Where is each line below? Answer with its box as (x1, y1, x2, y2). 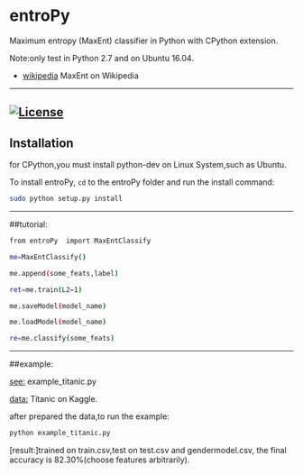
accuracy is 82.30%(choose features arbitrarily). (9, 454, 190, 465)
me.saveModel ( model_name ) (9, 301, 106, 311)
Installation (9, 135, 74, 150)
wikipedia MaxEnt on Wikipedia (22, 69, 139, 81)
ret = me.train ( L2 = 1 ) (9, 285, 83, 294)
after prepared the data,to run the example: (9, 411, 170, 422)
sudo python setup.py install (9, 195, 124, 204)
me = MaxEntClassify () (9, 252, 87, 261)
